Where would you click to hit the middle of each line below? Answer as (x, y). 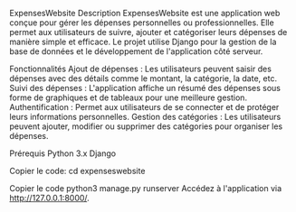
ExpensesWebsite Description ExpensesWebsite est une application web (145, 13)
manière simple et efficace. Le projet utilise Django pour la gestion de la (143, 41)
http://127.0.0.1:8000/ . (50, 198)
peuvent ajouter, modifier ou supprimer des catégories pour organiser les (146, 126)
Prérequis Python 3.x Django (62, 153)
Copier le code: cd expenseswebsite (77, 171)
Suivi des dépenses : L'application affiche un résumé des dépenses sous (145, 88)
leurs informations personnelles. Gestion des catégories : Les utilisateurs (145, 117)
